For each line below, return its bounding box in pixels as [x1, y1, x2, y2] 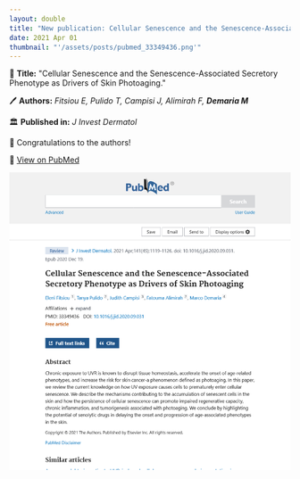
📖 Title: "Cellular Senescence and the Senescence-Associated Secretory [9, 68, 279, 79]
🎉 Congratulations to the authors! [9, 137, 131, 148]
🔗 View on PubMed [9, 154, 80, 165]
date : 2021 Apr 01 [9, 33, 78, 42]
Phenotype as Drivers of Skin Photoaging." [9, 78, 167, 88]
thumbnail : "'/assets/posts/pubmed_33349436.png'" [9, 43, 202, 52]
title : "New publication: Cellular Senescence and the [9, 23, 218, 33]
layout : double [9, 14, 66, 23]
